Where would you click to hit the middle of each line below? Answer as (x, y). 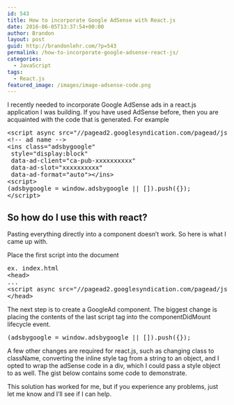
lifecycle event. (29, 324)
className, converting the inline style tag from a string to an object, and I (113, 358)
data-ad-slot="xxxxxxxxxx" (57, 168)
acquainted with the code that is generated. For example (88, 120)
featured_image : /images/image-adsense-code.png (79, 85)
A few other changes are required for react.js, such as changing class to (111, 351)
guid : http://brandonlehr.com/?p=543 (62, 46)
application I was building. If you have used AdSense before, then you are (113, 112)
